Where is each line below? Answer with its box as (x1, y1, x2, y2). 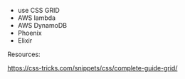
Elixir (17, 36, 33, 45)
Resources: (7, 50, 41, 58)
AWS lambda (17, 14, 55, 22)
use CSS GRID (17, 6, 60, 14)
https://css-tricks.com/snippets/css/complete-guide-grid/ (7, 64, 178, 72)
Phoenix (17, 28, 42, 37)
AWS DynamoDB (17, 21, 68, 29)
